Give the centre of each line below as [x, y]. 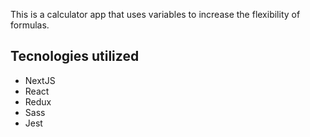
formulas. [30, 25]
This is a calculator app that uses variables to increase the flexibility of [155, 14]
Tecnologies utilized [75, 56]
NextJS [40, 80]
